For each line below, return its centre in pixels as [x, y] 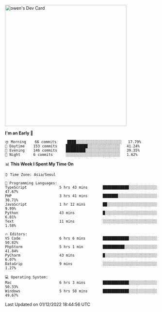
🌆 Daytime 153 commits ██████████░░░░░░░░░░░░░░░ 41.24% [72, 146]
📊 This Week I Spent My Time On [39, 164]
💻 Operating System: [27, 277]
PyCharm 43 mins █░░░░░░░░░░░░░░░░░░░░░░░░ [81, 255]
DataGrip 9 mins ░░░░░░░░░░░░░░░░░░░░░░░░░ [81, 264]
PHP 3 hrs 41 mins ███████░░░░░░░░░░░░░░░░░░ [81, 196]
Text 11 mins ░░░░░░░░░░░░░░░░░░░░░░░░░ [81, 221]
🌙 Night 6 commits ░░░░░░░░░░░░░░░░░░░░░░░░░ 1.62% [71, 155]
